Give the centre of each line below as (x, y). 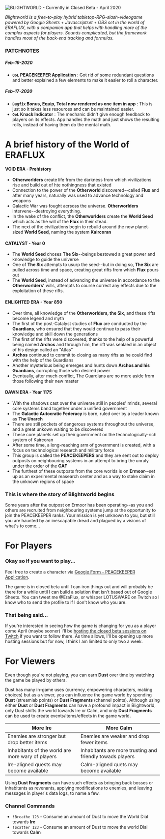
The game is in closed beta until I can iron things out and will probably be (79, 586)
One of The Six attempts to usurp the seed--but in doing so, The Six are (85, 265)
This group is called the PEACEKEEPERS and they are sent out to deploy (85, 455)
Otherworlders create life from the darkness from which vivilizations (82, 180)
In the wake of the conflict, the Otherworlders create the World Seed (82, 216)
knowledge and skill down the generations (55, 334)
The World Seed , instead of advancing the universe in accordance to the (86, 280)
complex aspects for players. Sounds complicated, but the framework (76, 33)
